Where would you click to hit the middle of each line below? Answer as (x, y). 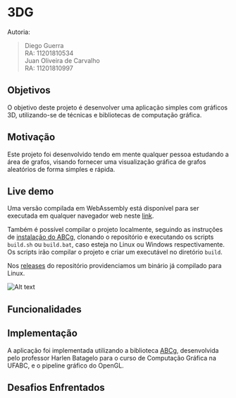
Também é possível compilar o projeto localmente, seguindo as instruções (115, 230)
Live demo (31, 191)
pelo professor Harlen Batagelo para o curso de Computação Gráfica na (112, 358)
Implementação (42, 333)
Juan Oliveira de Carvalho (62, 60)
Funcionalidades (45, 309)
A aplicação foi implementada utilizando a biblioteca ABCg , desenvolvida (113, 350)
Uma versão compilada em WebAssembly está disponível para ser (103, 209)
